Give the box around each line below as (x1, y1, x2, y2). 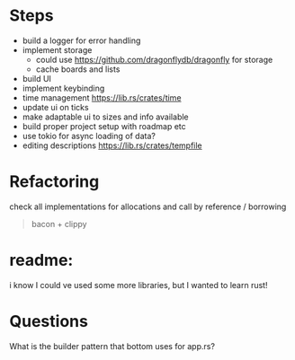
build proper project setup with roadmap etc (22, 120, 186, 131)
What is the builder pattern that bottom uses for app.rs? (9, 340, 216, 351)
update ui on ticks (22, 101, 89, 112)
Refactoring (9, 171, 100, 192)
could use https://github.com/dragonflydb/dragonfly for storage (35, 54, 273, 65)
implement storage (22, 44, 93, 55)
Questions (9, 312, 88, 331)
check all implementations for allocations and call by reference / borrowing (9, 201, 287, 212)
